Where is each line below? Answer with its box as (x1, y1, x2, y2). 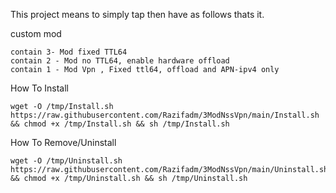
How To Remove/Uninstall (10, 137, 117, 148)
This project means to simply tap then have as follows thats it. (10, 9, 265, 20)
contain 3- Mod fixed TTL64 (10, 47, 128, 57)
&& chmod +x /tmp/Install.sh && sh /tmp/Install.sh (10, 119, 230, 129)
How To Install (10, 82, 69, 94)
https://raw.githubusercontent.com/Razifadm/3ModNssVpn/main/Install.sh (10, 110, 320, 120)
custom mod (10, 28, 62, 39)
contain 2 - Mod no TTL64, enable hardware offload (10, 56, 230, 66)
